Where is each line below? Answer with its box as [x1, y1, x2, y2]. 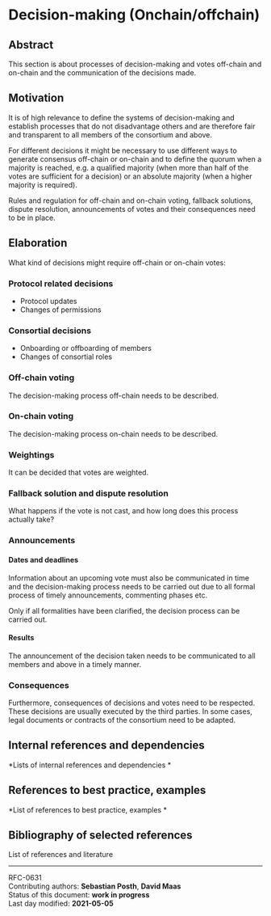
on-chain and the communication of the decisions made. [8, 68, 197, 78]
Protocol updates [19, 296, 78, 306]
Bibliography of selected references [8, 829, 193, 842]
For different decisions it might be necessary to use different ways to [8, 146, 238, 155]
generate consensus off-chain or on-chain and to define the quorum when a [8, 154, 262, 163]
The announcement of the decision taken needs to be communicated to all [8, 651, 256, 661]
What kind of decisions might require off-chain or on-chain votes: [8, 257, 226, 268]
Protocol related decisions [8, 277, 114, 289]
